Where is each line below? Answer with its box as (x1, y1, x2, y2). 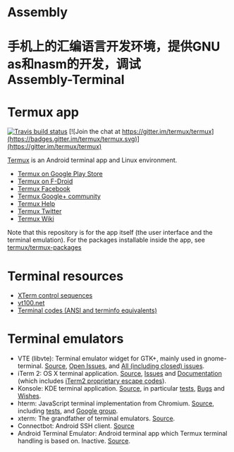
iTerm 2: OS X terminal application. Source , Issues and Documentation (17, 369, 222, 378)
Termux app (7, 104, 80, 120)
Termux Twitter (17, 207, 62, 216)
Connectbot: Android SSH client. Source (17, 422, 135, 430)
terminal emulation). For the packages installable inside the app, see (7, 236, 206, 244)
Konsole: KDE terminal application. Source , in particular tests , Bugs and (17, 384, 226, 393)
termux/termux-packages (7, 243, 82, 252)
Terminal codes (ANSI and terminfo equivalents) (17, 306, 157, 314)
